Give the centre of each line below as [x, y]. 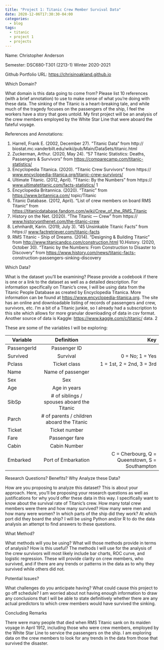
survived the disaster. [27, 643]
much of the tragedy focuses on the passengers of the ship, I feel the [75, 109]
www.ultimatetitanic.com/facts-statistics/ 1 [55, 185]
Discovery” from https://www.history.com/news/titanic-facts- [74, 252]
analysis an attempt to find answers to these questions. [61, 524]
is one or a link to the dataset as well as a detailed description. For [72, 282]
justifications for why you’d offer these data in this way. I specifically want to [82, 498]
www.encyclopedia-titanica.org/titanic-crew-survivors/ [68, 175]
